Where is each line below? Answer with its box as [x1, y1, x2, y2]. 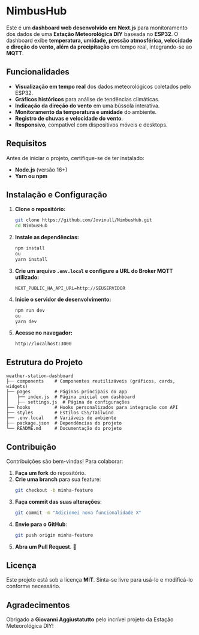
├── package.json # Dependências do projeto [6, 420, 122, 426]
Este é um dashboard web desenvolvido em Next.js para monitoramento [6, 24, 188, 31]
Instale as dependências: [14, 234, 79, 241]
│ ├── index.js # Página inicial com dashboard [6, 394, 135, 400]
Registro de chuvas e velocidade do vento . [14, 115, 123, 122]
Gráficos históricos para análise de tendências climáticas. [14, 95, 160, 103]
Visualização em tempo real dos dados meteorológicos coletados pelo [14, 83, 191, 90]
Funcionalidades [6, 67, 70, 77]
